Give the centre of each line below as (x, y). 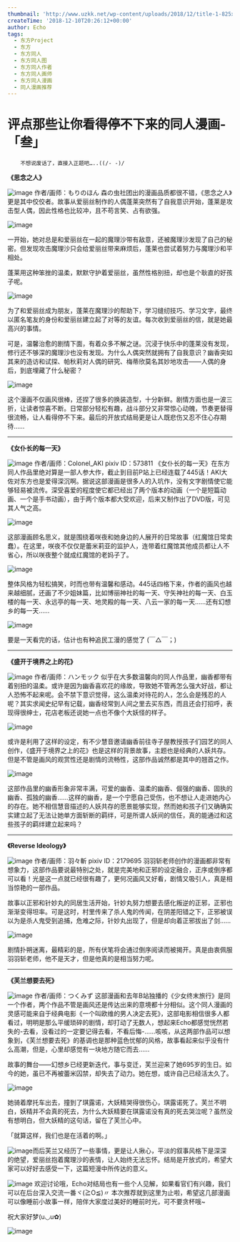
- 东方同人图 (31, 61)
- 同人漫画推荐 (33, 87)
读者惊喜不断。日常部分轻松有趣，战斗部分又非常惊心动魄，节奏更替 (126, 409)
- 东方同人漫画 (33, 80)
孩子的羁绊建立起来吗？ (48, 824)
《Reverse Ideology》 (37, 846)
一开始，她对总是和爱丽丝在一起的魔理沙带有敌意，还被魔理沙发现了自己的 (117, 239)
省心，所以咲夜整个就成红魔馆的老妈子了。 (70, 555)
